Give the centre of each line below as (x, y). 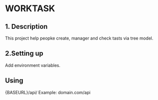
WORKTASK (30, 9)
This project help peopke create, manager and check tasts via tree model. (79, 38)
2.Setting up (24, 53)
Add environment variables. (33, 65)
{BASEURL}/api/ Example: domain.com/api (48, 92)
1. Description (26, 27)
